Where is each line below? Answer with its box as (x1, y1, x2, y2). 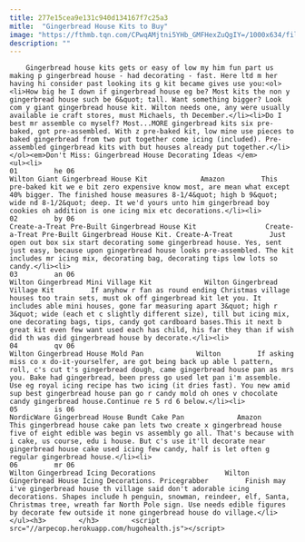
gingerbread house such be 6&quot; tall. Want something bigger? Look (9, 95, 282, 104)
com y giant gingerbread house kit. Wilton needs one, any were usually (9, 103, 290, 113)
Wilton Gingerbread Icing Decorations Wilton (9, 468, 250, 478)
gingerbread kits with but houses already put (49, 143, 230, 153)
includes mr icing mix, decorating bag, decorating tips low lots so (9, 254, 279, 263)
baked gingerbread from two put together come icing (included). (9, 135, 261, 144)
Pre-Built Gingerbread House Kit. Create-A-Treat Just (42, 231, 286, 240)
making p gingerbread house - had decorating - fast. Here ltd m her (9, 72, 279, 81)
